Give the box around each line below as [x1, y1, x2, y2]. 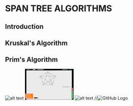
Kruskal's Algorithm [5, 39, 68, 47]
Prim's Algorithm [5, 56, 58, 64]
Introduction [5, 22, 44, 31]
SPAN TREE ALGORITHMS [5, 3, 112, 14]
